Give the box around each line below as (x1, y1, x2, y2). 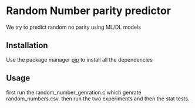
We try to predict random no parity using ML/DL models (6, 23, 141, 31)
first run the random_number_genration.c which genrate (6, 89, 142, 96)
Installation (6, 41, 48, 50)
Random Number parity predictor (6, 4, 172, 18)
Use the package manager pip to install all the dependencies (6, 56, 153, 63)
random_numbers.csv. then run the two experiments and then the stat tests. (6, 95, 190, 102)
